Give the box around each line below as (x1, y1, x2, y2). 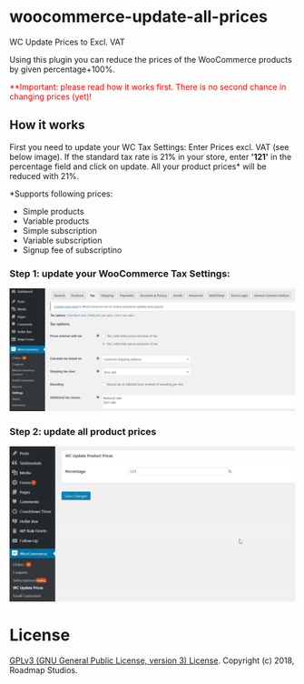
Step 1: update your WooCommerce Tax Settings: (9, 267, 230, 279)
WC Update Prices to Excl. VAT (9, 36, 125, 47)
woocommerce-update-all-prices (9, 6, 269, 27)
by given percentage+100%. (9, 64, 115, 75)
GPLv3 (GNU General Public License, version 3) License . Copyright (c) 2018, (9, 655, 295, 666)
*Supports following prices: (9, 188, 113, 199)
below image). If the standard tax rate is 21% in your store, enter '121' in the (9, 151, 292, 162)
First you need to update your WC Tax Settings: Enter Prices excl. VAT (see (9, 141, 289, 152)
